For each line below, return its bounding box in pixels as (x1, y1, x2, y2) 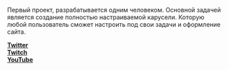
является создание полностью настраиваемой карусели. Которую (7, 13, 205, 21)
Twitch (7, 48, 28, 56)
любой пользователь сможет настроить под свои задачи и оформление (7, 21, 221, 28)
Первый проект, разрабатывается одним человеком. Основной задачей (7, 6, 221, 14)
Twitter (7, 41, 29, 49)
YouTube (7, 56, 33, 64)
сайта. (7, 27, 26, 36)
